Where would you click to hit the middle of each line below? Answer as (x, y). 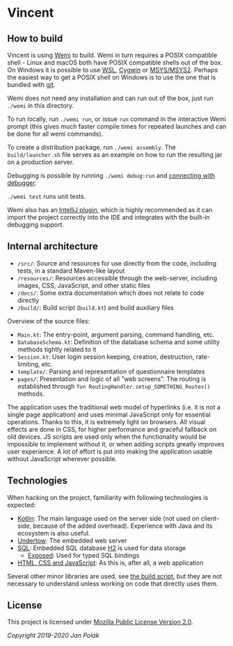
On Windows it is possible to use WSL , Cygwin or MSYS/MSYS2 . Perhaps (113, 70)
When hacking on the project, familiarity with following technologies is (108, 497)
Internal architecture (53, 247)
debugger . (22, 183)
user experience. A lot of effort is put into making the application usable (110, 451)
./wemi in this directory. (41, 105)
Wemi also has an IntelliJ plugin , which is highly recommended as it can (110, 210)
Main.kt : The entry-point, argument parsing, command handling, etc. (115, 334)
